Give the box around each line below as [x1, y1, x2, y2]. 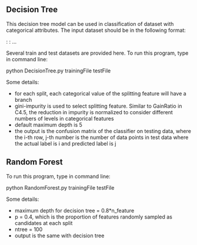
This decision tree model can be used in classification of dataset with [6, 20, 174, 27]
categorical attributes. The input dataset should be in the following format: [6, 27, 186, 34]
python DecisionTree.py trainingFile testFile [6, 67, 111, 74]
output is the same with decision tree [14, 232, 105, 239]
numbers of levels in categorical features [14, 115, 114, 122]
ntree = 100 [14, 226, 43, 233]
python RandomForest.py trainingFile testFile [6, 184, 115, 191]
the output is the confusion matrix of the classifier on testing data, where [14, 127, 191, 134]
